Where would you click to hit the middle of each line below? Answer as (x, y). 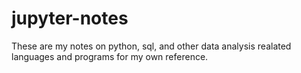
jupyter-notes (70, 18)
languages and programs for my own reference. (110, 56)
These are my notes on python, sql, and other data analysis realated (151, 46)
